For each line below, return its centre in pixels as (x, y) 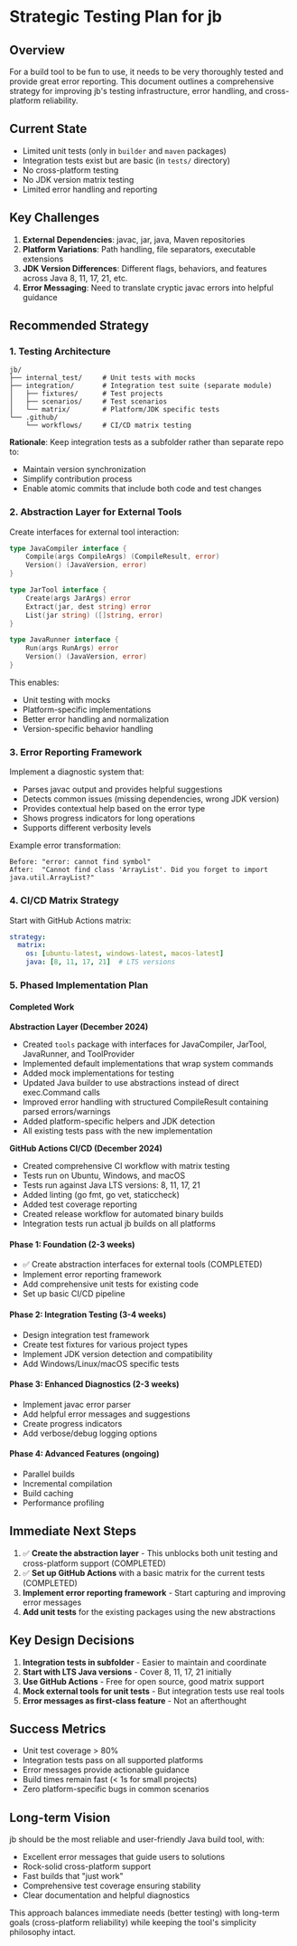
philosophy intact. (43, 1932)
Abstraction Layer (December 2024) (79, 1027)
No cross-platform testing (70, 170)
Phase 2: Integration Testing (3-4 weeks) (88, 1315)
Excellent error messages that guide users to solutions (124, 1857)
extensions (43, 259)
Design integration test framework (86, 1334)
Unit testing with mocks (66, 699)
